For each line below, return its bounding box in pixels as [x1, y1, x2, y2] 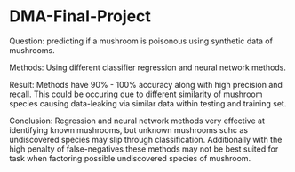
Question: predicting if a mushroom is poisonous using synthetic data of [9, 35, 274, 46]
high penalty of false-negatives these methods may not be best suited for [9, 144, 279, 154]
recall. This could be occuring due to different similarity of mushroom [9, 89, 263, 99]
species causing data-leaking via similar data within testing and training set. [9, 98, 287, 108]
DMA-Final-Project [9, 6, 151, 27]
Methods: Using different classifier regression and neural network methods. [9, 62, 287, 73]
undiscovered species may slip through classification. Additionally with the [9, 134, 283, 145]
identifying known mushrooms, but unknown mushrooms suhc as [9, 124, 249, 135]
